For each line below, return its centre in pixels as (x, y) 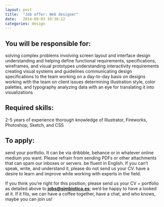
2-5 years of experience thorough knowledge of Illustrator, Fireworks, (76, 120)
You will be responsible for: (48, 43)
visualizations (19, 93)
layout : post (19, 10)
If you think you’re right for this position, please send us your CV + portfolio (82, 183)
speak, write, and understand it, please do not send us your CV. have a (77, 168)
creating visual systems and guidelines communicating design (69, 71)
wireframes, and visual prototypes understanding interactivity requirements (82, 66)
